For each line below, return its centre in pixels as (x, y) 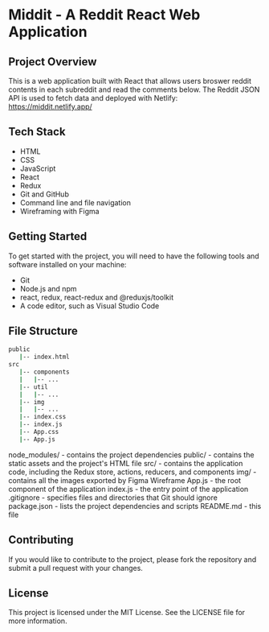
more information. (38, 621)
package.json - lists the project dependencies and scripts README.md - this (135, 506)
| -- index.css (43, 417)
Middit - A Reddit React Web (104, 15)
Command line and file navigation (75, 202)
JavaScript (38, 168)
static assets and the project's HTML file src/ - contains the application (126, 463)
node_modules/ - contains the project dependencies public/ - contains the (131, 454)
